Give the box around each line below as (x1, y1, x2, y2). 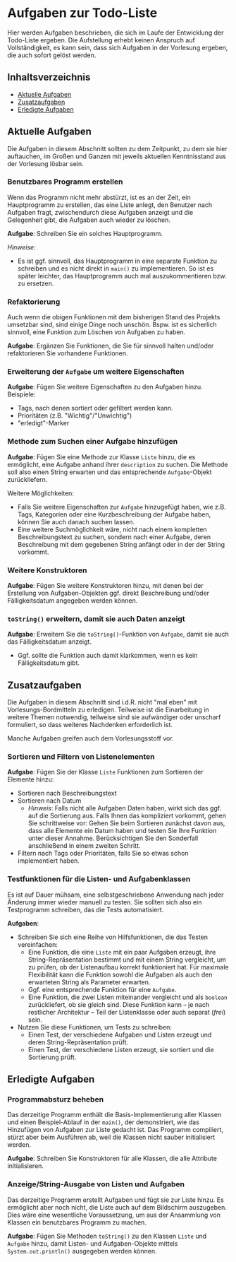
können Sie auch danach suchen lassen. (17, 517, 135, 526)
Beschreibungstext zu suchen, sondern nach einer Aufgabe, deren (17, 532, 211, 541)
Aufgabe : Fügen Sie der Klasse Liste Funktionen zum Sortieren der (7, 768, 204, 777)
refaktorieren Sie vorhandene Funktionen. (7, 349, 128, 358)
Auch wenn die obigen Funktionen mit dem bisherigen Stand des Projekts (7, 313, 221, 322)
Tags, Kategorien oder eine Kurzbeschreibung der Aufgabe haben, (17, 510, 211, 519)
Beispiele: (7, 390, 36, 399)
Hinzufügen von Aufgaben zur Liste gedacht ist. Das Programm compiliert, (7, 1126, 224, 1134)
